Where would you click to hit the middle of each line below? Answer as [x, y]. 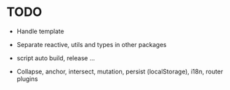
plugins [27, 79]
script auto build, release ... [56, 58]
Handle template [40, 31]
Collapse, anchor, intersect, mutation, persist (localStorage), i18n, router [120, 71]
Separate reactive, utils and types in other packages [91, 44]
